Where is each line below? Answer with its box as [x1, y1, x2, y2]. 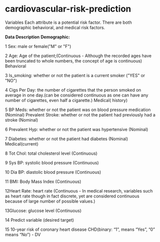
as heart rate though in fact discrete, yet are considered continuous [5, 193, 140, 199]
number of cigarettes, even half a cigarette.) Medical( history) [5, 97, 128, 103]
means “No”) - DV [5, 231, 41, 237]
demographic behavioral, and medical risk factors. [5, 24, 105, 30]
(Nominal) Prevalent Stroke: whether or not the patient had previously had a [5, 112, 156, 117]
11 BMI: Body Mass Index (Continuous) [5, 178, 81, 184]
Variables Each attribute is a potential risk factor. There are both [5, 19, 132, 25]
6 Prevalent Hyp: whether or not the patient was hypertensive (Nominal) [5, 126, 148, 132]
